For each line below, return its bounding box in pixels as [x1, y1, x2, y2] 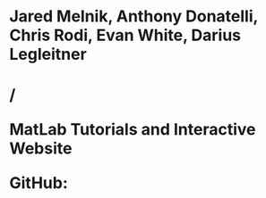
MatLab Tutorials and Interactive [9, 120, 256, 140]
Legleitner [9, 45, 87, 64]
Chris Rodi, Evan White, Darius [9, 25, 242, 45]
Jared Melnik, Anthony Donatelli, [9, 6, 258, 27]
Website [9, 138, 73, 159]
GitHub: [9, 173, 69, 194]
